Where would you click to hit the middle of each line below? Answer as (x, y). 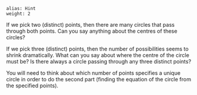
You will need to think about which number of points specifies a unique (93, 73)
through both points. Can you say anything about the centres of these (92, 31)
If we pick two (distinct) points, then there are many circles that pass (90, 25)
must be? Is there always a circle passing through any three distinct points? (99, 61)
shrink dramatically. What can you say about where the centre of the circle (98, 55)
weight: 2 (19, 14)
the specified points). (32, 85)
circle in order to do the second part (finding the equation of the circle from (99, 79)
